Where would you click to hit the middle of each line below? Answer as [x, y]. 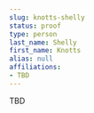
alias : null [31, 59]
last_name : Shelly [43, 42]
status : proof [35, 26]
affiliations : [35, 68]
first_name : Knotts [45, 51]
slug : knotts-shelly [47, 17]
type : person [33, 34]
